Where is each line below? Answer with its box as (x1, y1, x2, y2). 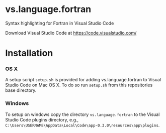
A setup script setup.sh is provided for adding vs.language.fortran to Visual (5, 77, 161, 83)
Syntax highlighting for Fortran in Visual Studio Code (5, 20, 114, 26)
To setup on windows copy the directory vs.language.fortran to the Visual (5, 111, 160, 117)
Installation (5, 48, 53, 59)
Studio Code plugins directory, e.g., (5, 116, 79, 122)
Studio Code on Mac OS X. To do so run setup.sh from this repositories (5, 82, 153, 88)
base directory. (5, 87, 37, 93)
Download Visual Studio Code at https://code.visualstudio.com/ (5, 30, 137, 36)
